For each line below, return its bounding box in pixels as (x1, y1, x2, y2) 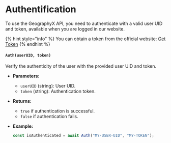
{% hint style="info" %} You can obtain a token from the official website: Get (5, 36, 166, 42)
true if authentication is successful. (20, 108, 95, 114)
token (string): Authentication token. (20, 88, 96, 95)
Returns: (12, 98, 32, 104)
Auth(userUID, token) (5, 52, 51, 58)
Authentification (5, 4, 76, 15)
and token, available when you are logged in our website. (5, 25, 125, 32)
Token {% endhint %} (5, 41, 50, 47)
